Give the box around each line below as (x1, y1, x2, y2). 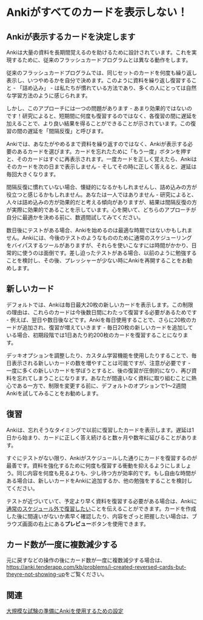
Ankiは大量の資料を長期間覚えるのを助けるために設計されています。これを (6, 49, 192, 56)
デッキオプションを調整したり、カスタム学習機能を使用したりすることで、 (6, 352, 192, 359)
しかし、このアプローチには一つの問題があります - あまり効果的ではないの (6, 105, 193, 112)
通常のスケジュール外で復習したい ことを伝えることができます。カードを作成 (6, 505, 197, 512)
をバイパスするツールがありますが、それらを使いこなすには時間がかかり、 (6, 242, 192, 249)
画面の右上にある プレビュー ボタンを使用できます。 (22, 520, 150, 527)
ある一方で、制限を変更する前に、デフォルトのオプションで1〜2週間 (16, 382, 187, 389)
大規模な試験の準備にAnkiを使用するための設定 (6, 607, 124, 615)
